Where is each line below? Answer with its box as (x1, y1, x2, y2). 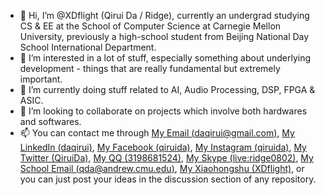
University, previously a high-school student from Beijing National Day (19, 31, 310, 42)
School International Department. (19, 41, 157, 53)
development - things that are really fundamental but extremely (19, 63, 281, 74)
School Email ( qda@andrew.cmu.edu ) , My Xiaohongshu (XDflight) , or (19, 163, 305, 174)
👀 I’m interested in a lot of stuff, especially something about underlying (19, 52, 312, 64)
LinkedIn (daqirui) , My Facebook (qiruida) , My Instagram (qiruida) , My (19, 141, 307, 153)
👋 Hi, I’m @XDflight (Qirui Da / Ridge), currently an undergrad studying (19, 10, 310, 21)
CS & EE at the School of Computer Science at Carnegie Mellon (19, 20, 282, 32)
